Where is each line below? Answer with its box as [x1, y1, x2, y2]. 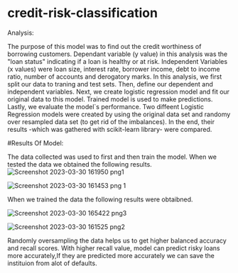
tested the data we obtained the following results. [7, 160, 153, 168]
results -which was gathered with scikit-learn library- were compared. [7, 125, 212, 133]
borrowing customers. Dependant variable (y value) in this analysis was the [7, 50, 228, 58]
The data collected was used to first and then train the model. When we [7, 152, 217, 161]
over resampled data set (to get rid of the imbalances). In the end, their [7, 117, 215, 126]
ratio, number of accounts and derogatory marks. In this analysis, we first [7, 72, 222, 81]
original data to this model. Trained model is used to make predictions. [7, 94, 213, 104]
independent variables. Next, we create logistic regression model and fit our [7, 87, 229, 96]
